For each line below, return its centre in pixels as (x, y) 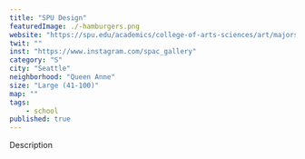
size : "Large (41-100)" (54, 85)
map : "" (24, 94)
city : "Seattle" (40, 69)
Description (31, 145)
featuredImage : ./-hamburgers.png (75, 26)
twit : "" (26, 43)
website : (26, 35)
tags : (20, 102)
